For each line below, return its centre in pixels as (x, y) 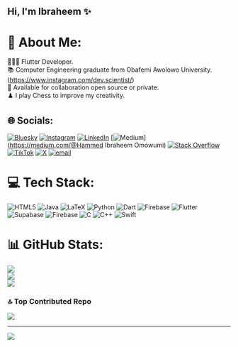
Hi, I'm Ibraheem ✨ (49, 12)
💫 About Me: (45, 42)
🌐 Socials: (30, 120)
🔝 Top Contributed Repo (50, 301)
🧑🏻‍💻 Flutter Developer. (40, 62)
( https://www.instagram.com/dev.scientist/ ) (71, 80)
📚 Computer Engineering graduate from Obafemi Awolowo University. (110, 70)
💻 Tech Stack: (51, 183)
